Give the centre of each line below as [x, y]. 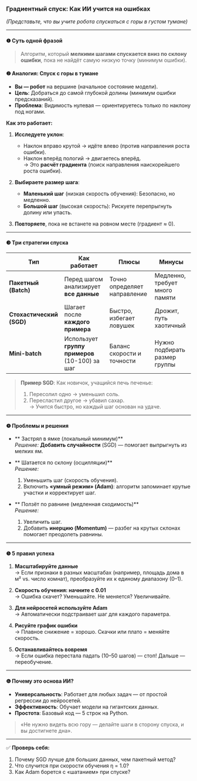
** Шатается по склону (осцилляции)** [63, 463]
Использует [81, 338]
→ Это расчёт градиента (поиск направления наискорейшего [101, 164]
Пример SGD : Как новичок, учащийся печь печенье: [86, 383]
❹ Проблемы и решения [38, 426]
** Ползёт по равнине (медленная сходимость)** [77, 504]
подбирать [170, 350]
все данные [82, 294]
